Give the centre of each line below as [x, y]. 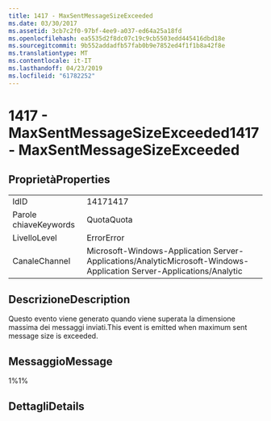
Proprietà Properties [59, 179]
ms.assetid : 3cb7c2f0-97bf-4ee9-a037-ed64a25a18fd [95, 31]
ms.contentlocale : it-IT [50, 61]
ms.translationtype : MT [48, 53]
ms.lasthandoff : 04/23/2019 [56, 69]
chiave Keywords [44, 224]
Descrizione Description [69, 300]
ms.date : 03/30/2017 [43, 23]
